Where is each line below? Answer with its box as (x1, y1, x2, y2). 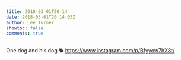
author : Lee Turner (6, 19, 55, 25)
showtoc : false (6, 25, 44, 31)
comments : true (6, 31, 44, 36)
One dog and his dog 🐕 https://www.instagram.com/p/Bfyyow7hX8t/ (6, 47, 175, 54)
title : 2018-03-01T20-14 (6, 8, 68, 15)
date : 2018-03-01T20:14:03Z (6, 14, 76, 20)
